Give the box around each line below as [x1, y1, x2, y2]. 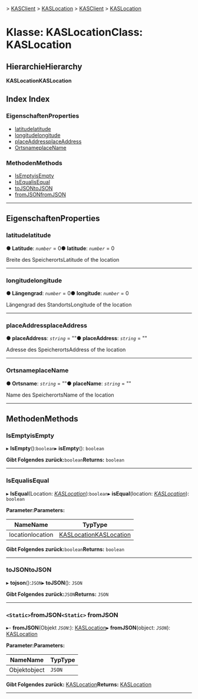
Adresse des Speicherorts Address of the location [6, 346, 126, 353]
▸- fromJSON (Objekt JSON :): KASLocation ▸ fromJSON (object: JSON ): [6, 624, 171, 631]
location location [9, 530, 54, 539]
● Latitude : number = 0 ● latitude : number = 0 [6, 245, 115, 252]
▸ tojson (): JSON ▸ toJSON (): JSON [6, 579, 82, 586]
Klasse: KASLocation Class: [6, 26, 143, 39]
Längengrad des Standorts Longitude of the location [6, 301, 132, 308]
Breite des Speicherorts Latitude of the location [6, 256, 120, 263]
